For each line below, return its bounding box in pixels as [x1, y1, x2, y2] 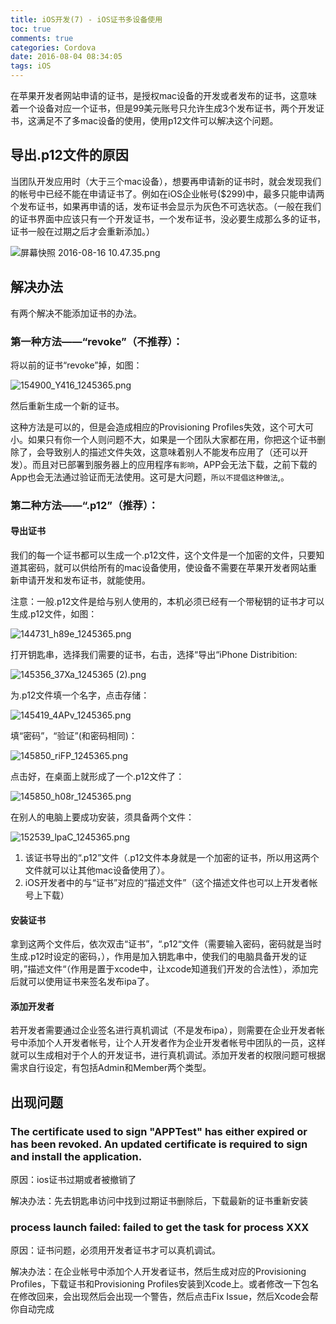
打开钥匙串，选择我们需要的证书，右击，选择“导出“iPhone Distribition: [10, 649, 298, 661]
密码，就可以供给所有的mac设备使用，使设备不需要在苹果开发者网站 [27, 562, 309, 574]
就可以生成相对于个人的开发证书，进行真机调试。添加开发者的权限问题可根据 [10, 1049, 326, 1061]
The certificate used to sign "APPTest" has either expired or [10, 1124, 308, 1138]
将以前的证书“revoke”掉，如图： [10, 359, 143, 371]
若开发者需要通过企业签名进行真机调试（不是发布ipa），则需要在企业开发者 [10, 1024, 317, 1036]
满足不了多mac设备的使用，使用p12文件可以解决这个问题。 [36, 115, 279, 126]
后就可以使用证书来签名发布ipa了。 [10, 976, 155, 988]
